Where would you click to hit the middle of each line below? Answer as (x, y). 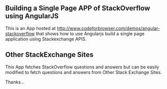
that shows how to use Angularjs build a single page (90, 33)
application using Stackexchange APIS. (46, 39)
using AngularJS (32, 16)
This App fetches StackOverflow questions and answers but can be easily (82, 67)
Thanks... (15, 82)
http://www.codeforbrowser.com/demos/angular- (109, 28)
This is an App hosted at (31, 28)
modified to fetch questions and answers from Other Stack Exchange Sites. (83, 72)
